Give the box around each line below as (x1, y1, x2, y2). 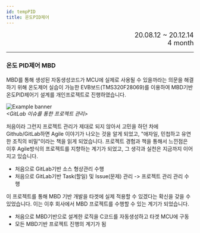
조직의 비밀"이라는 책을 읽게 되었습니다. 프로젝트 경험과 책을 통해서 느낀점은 (12, 138, 188, 145)
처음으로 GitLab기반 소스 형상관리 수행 (14, 165, 104, 172)
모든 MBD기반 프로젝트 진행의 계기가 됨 (14, 220, 107, 227)
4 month (167, 38, 194, 47)
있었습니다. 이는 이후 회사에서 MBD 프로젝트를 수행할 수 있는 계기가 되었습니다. (6, 200, 189, 207)
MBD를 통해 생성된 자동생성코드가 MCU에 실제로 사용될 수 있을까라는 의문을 (6, 76, 183, 83)
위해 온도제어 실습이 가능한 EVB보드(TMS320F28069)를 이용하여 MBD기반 (17, 83, 193, 91)
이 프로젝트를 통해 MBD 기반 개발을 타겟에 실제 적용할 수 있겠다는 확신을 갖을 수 (6, 192, 191, 200)
